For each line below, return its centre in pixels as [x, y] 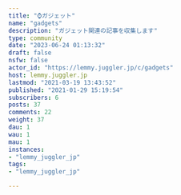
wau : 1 [19, 134]
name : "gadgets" [35, 23]
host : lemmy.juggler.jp [48, 75]
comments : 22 [30, 113]
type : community [35, 38]
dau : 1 [19, 127]
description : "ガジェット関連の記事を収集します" [83, 30]
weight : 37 [26, 120]
